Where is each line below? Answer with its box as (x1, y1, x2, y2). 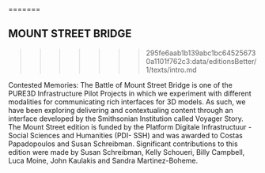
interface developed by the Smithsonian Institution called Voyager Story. (8, 114, 244, 123)
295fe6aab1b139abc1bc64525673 (146, 48, 256, 58)
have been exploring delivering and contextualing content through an (8, 105, 233, 115)
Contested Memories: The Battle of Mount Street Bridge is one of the (8, 80, 233, 89)
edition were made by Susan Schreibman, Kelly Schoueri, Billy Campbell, (8, 147, 245, 156)
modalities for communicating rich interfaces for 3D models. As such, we (8, 96, 246, 107)
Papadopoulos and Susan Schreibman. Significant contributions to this (8, 139, 239, 149)
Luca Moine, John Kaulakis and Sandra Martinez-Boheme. (8, 156, 199, 165)
